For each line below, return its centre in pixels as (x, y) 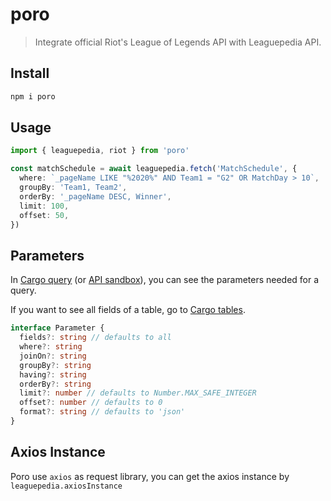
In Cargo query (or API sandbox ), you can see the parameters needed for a (165, 280)
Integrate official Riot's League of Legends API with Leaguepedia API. (178, 42)
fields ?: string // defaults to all (95, 338)
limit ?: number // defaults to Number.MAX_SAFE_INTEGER (138, 393)
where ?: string (51, 347)
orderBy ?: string (55, 384)
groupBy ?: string (55, 365)
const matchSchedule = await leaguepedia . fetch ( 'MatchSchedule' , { (154, 169)
